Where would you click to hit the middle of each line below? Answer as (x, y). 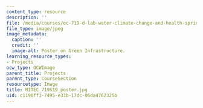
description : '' (27, 17)
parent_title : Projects (36, 73)
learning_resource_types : (39, 56)
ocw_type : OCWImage (31, 67)
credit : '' (25, 46)
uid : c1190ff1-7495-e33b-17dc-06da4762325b (62, 95)
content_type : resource (36, 12)
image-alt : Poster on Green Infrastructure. (69, 51)
